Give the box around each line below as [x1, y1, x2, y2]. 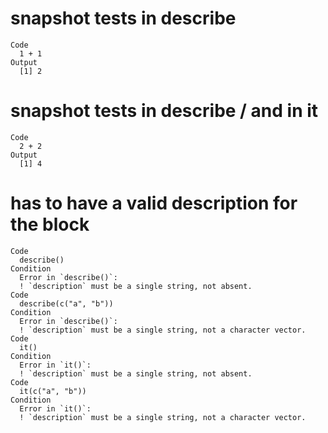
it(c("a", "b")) [19, 386, 87, 396]
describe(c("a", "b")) [19, 298, 114, 309]
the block [10, 213, 90, 236]
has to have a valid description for [10, 192, 298, 215]
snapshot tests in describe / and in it [10, 100, 319, 122]
